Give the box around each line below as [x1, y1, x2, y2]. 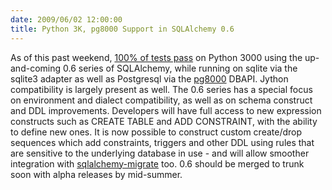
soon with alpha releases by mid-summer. [10, 168, 183, 180]
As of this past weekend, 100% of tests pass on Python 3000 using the [10, 51, 303, 63]
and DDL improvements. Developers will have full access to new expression [10, 104, 322, 116]
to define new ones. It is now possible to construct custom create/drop [10, 126, 303, 138]
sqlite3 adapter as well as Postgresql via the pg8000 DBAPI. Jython [10, 72, 289, 85]
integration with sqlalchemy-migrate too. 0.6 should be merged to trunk [10, 157, 305, 170]
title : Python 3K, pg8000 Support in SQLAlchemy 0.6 [10, 24, 235, 34]
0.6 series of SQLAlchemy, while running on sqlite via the [62, 62, 298, 74]
